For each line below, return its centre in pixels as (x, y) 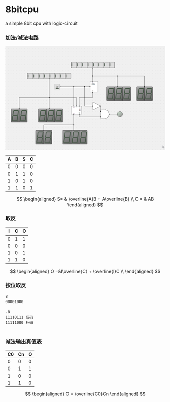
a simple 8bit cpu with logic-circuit (41, 23)
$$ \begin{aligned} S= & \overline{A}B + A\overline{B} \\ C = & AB (85, 199)
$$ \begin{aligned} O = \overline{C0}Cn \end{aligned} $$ (85, 394)
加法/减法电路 (22, 38)
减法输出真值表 (24, 342)
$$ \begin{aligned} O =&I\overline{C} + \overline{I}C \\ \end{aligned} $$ (85, 271)
